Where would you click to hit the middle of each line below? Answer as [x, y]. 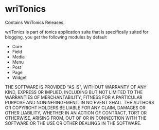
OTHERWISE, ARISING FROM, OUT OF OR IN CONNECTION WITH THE [76, 118]
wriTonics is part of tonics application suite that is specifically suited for [77, 32]
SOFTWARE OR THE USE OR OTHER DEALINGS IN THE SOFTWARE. [73, 123]
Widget [19, 77]
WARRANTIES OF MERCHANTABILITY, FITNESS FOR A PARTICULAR [74, 97]
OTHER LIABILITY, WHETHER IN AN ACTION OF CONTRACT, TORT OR [76, 112]
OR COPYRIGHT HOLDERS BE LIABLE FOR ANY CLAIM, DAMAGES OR [75, 108]
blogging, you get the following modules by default [56, 37]
